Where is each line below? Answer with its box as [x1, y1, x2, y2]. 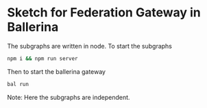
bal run [7, 81, 29, 87]
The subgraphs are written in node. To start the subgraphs [7, 42, 173, 50]
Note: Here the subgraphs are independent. [7, 93, 130, 101]
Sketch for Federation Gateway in [7, 5, 201, 21]
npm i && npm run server [7, 55, 78, 62]
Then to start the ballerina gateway [7, 67, 106, 76]
